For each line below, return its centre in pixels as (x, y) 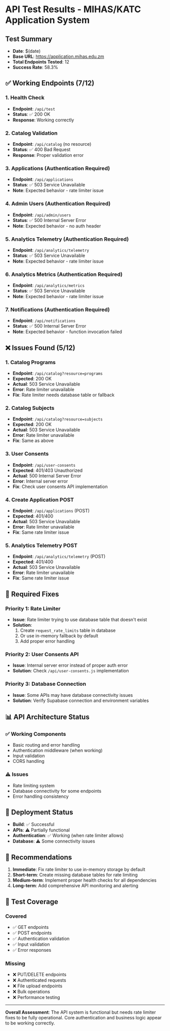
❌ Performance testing (36, 997)
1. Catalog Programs (30, 362)
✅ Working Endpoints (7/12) (50, 83)
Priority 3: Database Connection (46, 684)
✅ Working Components (36, 734)
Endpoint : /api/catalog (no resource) (52, 144)
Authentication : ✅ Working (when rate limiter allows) (68, 835)
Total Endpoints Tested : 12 (41, 62)
